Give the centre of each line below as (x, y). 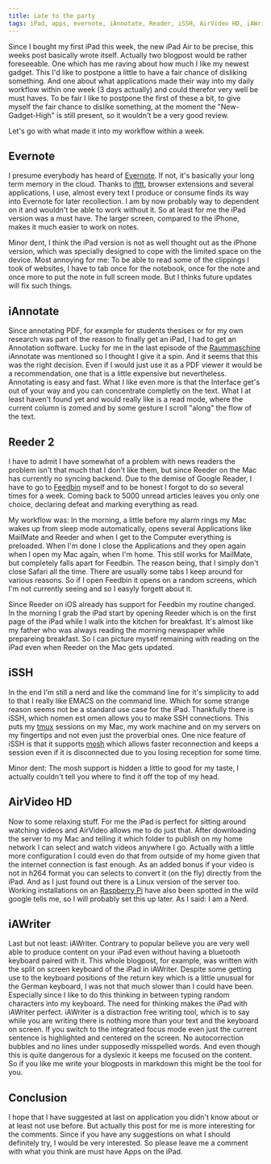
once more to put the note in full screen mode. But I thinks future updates (130, 277)
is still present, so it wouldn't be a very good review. (142, 115)
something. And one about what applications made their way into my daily (131, 81)
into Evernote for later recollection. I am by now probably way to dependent (134, 201)
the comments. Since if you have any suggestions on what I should (120, 1134)
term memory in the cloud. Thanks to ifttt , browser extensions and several (131, 184)
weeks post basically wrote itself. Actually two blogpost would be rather (128, 55)
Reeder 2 (31, 442)
